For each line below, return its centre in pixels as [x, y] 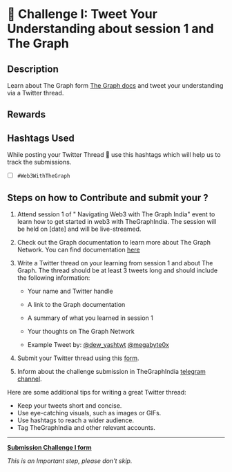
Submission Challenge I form [49, 448]
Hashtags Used [41, 138]
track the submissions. [39, 162]
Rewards [27, 114]
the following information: [54, 278]
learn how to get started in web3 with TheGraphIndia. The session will [117, 222]
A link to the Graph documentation [76, 305]
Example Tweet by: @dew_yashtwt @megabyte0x [98, 345]
